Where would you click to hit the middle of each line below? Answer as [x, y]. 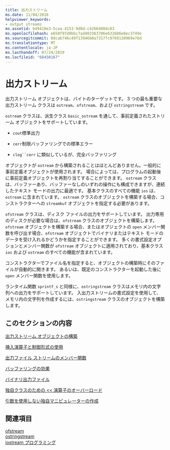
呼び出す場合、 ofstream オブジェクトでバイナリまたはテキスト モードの [89, 233]
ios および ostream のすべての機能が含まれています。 [60, 252]
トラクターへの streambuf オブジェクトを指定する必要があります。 [83, 203]
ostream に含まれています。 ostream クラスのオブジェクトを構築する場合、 [83, 197]
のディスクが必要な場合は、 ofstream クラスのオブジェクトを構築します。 [81, 221]
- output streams [24, 24]
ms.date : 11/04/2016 [27, 15]
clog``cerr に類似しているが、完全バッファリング [64, 155]
